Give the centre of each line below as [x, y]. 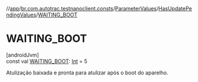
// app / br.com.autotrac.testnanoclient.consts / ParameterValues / [82, 9]
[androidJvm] [23, 55]
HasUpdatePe [175, 9]
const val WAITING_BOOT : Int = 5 [47, 61]
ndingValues [21, 15]
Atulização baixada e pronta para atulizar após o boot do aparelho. [87, 73]
